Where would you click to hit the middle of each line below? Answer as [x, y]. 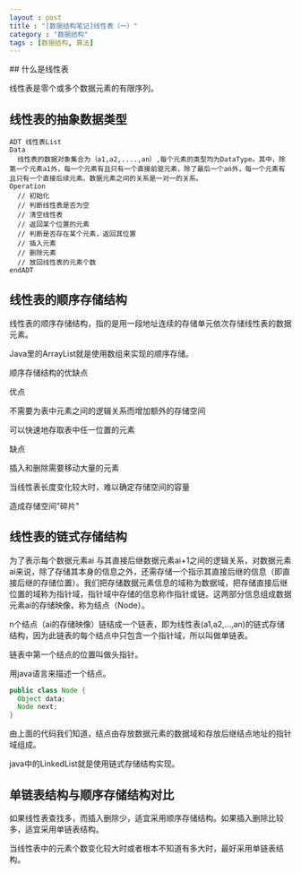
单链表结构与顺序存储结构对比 [92, 795]
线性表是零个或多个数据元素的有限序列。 [84, 88]
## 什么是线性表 [39, 69]
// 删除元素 [37, 253]
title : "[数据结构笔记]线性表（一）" [73, 26]
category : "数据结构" [49, 34]
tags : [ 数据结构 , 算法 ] [52, 43]
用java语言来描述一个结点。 [60, 673]
